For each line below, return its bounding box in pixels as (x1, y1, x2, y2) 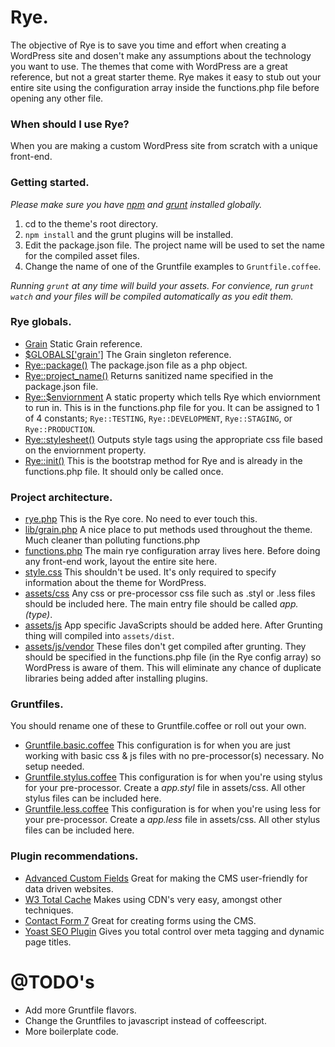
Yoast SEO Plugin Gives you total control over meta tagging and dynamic (24, 925, 325, 937)
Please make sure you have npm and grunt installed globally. (10, 198, 263, 210)
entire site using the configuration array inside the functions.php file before (10, 81, 320, 93)
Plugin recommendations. (10, 849, 139, 863)
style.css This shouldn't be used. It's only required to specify (24, 566, 277, 578)
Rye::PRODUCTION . (24, 422, 96, 435)
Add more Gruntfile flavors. (24, 1004, 137, 1016)
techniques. (24, 904, 74, 916)
